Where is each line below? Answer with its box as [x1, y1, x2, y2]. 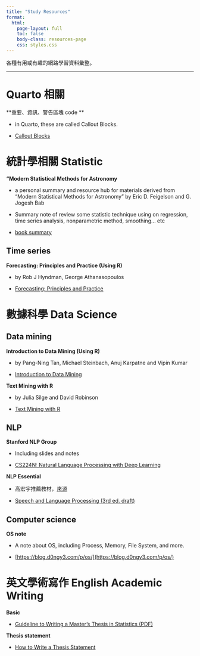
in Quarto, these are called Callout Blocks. [14, 120, 118, 128]
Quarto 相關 [6, 88, 65, 101]
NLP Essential [6, 473, 42, 480]
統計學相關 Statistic [6, 155, 103, 168]
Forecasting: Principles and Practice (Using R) [6, 262, 123, 269]
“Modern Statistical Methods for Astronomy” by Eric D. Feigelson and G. [14, 193, 192, 200]
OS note [6, 530, 27, 537]
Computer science [6, 514, 76, 525]
